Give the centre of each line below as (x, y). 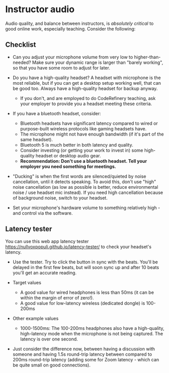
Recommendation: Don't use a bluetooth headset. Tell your (83, 161)
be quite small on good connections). (52, 365)
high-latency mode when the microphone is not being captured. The (92, 333)
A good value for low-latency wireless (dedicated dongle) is (83, 303)
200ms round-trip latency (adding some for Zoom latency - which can (86, 359)
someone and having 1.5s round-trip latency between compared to (82, 354)
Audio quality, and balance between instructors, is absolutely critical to (79, 23)
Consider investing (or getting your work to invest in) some (82, 150)
